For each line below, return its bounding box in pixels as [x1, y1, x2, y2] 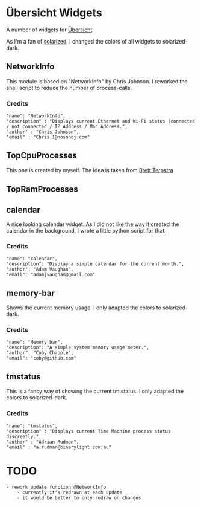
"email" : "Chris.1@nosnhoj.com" [6, 134, 90, 140]
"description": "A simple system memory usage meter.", [6, 344, 149, 350]
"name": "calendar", [6, 256, 58, 262]
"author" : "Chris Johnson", [6, 129, 79, 135]
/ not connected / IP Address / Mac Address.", [6, 124, 128, 130]
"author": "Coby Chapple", [6, 350, 74, 356]
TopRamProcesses [6, 184, 78, 195]
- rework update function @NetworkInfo [6, 484, 107, 490]
